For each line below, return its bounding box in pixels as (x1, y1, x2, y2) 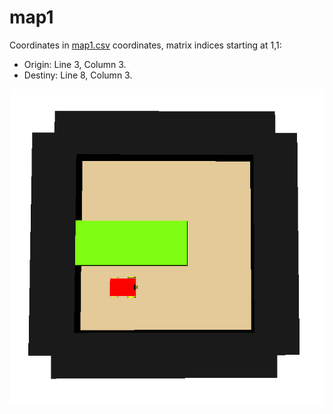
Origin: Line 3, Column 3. (23, 58, 127, 70)
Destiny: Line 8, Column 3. (23, 69, 133, 81)
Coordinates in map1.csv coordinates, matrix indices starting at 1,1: (9, 39, 282, 51)
